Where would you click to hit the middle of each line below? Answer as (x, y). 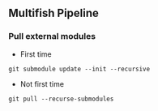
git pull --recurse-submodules (61, 99)
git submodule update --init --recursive (79, 69)
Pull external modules (52, 36)
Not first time (42, 83)
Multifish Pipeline (54, 13)
